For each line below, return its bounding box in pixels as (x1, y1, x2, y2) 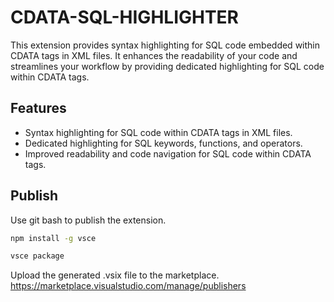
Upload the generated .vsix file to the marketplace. (10, 269, 220, 281)
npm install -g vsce (10, 233, 97, 243)
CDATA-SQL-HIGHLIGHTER (10, 6, 240, 29)
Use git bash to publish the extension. (10, 214, 167, 226)
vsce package (10, 251, 65, 261)
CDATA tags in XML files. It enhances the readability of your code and (10, 49, 298, 61)
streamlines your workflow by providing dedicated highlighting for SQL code (10, 60, 325, 72)
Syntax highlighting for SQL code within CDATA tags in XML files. (24, 126, 293, 138)
